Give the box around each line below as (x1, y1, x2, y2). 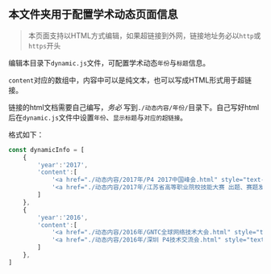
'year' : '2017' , (37, 161, 89, 169)
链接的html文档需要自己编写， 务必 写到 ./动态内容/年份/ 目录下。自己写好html (8, 102, 260, 112)
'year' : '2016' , (37, 213, 89, 221)
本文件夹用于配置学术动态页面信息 (8, 7, 178, 22)
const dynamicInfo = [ (8, 145, 85, 154)
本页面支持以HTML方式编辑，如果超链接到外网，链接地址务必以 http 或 (27, 31, 261, 40)
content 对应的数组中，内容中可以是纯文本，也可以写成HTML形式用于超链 (8, 75, 252, 85)
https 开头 (27, 40, 61, 50)
